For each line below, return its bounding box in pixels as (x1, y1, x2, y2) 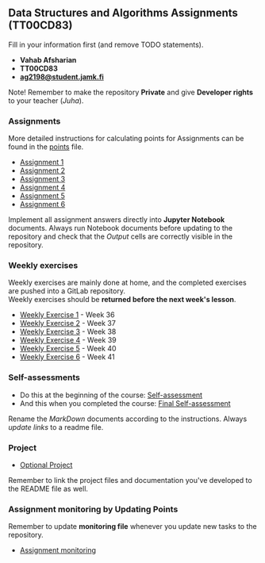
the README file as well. (8, 484, 89, 493)
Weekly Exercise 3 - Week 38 (19, 327, 117, 336)
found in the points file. (8, 142, 84, 151)
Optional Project (19, 460, 73, 469)
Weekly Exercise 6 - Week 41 (19, 352, 115, 362)
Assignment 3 (19, 174, 66, 184)
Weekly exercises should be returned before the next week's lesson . (8, 295, 236, 304)
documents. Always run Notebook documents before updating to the (8, 224, 232, 233)
